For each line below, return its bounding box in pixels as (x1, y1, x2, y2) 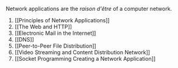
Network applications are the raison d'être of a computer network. (5, 5, 172, 12)
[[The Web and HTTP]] (14, 23, 73, 30)
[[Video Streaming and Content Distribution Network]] (14, 49, 151, 56)
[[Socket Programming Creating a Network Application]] (14, 55, 156, 62)
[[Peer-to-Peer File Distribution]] (14, 42, 97, 49)
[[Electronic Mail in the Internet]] (14, 29, 96, 37)
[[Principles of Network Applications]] (14, 17, 110, 23)
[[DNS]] (14, 36, 34, 43)
